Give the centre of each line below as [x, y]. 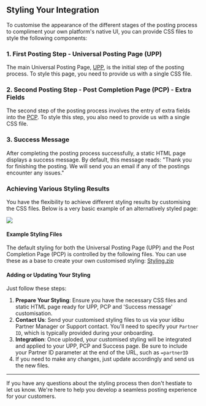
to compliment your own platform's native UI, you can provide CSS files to [100, 31]
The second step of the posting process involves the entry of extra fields [98, 111]
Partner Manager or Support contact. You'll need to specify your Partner [107, 326]
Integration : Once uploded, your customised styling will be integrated [103, 340]
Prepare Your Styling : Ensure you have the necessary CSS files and [101, 300]
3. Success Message [38, 139]
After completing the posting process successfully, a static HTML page [96, 153]
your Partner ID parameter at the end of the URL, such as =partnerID [102, 353]
